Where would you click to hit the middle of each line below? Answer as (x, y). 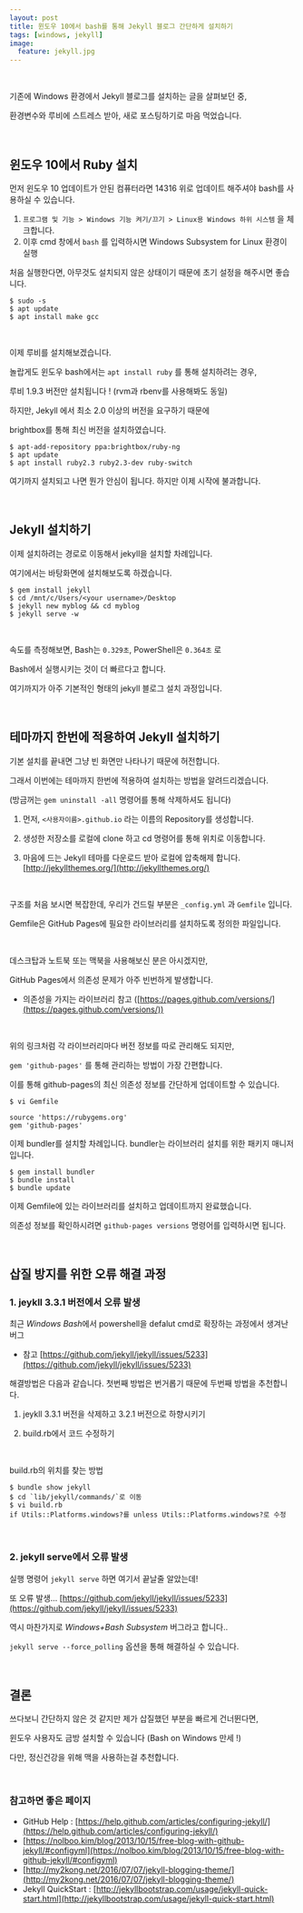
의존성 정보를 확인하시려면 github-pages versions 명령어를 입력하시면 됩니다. (148, 1225)
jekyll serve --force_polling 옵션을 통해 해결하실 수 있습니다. (124, 1646)
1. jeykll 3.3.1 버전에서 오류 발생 (75, 1302)
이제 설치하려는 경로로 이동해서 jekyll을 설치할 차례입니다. (111, 553)
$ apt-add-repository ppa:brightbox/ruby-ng (95, 446)
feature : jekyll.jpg (56, 52)
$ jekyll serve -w (44, 614)
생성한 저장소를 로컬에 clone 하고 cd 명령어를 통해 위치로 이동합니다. (144, 838)
